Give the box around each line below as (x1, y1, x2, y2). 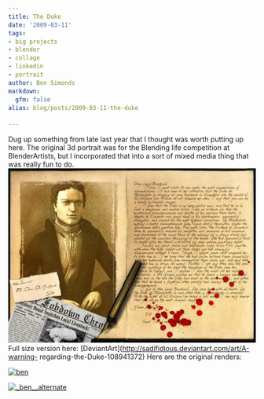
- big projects (8, 38, 58, 46)
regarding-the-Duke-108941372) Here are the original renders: (38, 352, 242, 361)
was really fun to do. (8, 159, 75, 169)
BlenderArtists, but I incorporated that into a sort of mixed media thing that (8, 152, 249, 161)
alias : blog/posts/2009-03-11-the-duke (8, 104, 139, 112)
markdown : (8, 87, 41, 95)
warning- (8, 352, 38, 361)
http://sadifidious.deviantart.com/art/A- (122, 344, 250, 353)
